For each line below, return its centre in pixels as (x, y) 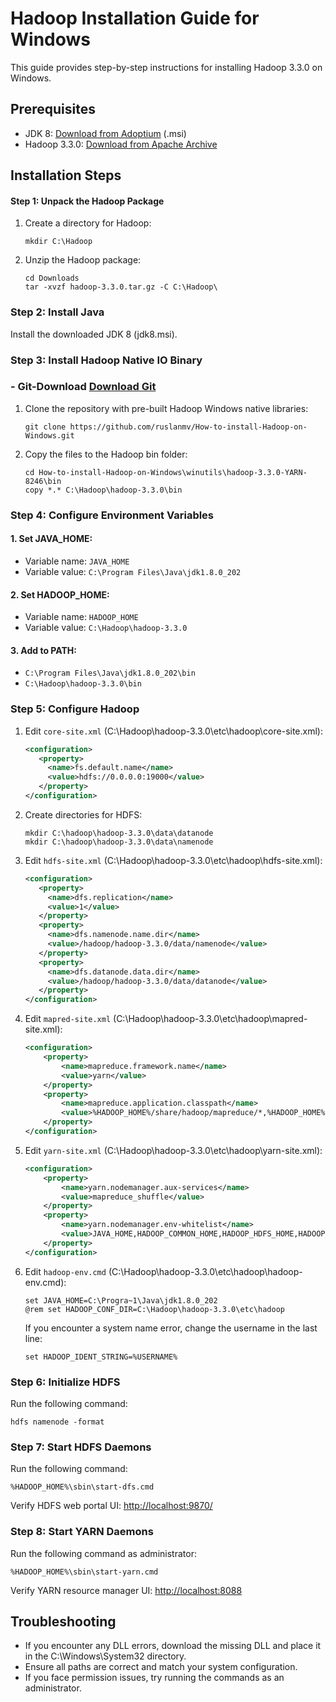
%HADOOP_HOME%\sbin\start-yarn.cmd (84, 1572)
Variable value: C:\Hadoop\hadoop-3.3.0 (106, 628)
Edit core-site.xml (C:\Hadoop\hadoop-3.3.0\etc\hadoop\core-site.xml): (173, 731)
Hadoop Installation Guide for (135, 18)
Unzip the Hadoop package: (83, 260)
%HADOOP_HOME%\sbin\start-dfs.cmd (82, 1487)
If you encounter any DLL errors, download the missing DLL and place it (173, 1646)
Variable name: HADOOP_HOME (81, 617)
